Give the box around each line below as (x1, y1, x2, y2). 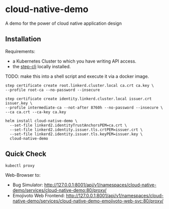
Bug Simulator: (12, 182, 44, 188)
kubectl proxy (5, 163, 35, 168)
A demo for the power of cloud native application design (5, 20, 122, 26)
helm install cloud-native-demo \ (5, 118, 78, 123)
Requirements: (5, 48, 35, 54)
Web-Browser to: (5, 172, 41, 178)
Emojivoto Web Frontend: (12, 192, 65, 198)
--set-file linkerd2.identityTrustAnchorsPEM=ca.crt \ (10, 123, 127, 128)
